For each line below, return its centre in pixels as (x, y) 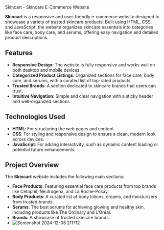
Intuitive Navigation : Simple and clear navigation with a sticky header (82, 96)
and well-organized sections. (41, 101)
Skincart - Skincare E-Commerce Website (47, 7)
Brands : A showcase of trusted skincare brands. (61, 218)
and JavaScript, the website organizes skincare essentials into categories (79, 27)
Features (19, 53)
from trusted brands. (33, 202)
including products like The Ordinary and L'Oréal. (62, 212)
